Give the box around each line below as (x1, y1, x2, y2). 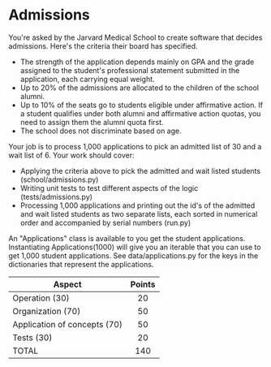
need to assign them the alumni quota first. (19, 117, 164, 127)
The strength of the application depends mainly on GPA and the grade (19, 57, 255, 67)
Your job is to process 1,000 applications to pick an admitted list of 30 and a (8, 141, 262, 151)
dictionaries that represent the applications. (8, 259, 154, 269)
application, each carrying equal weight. (19, 74, 156, 84)
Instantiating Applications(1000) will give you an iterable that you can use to (8, 242, 261, 252)
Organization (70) (12, 305, 81, 317)
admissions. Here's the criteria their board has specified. (8, 41, 198, 50)
